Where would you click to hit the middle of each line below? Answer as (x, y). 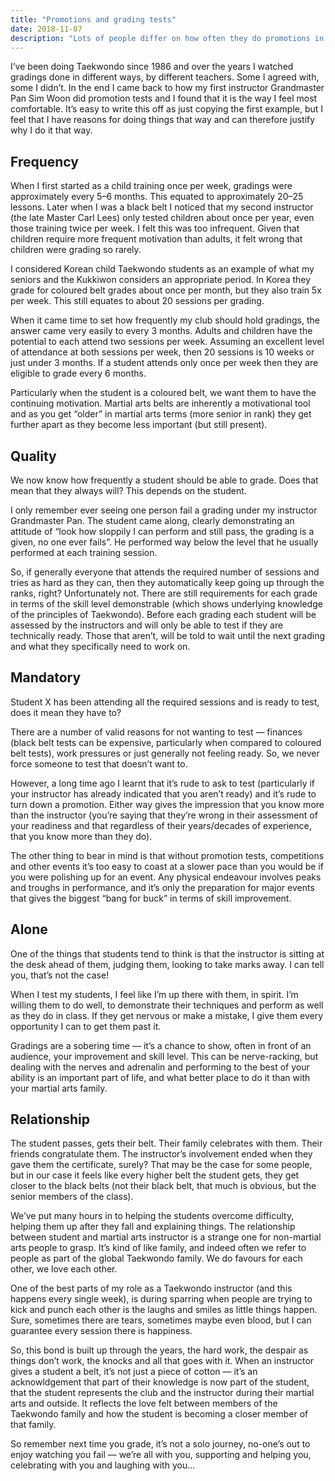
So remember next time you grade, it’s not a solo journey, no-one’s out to (160, 1444)
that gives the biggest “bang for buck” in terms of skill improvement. (151, 898)
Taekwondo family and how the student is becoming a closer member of (159, 1414)
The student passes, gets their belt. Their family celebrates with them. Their (166, 1143)
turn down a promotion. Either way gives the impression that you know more (167, 804)
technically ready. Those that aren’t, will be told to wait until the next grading (168, 635)
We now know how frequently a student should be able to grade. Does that (164, 480)
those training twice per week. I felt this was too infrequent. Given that (155, 228)
